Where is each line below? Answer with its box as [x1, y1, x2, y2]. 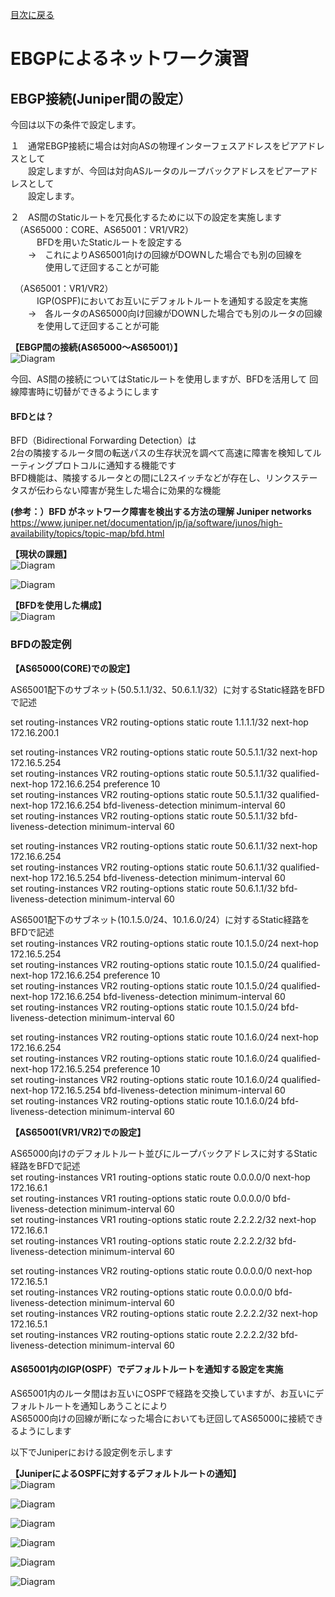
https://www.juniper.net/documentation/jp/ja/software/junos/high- [10, 517, 283, 529]
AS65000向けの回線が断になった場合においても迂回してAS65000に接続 [10, 1412, 307, 1424]
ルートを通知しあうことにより [44, 1399, 168, 1412]
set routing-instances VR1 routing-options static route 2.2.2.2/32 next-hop [10, 1213, 317, 1225]
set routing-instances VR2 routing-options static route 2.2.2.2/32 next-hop [10, 1307, 318, 1319]
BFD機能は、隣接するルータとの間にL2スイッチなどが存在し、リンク [10, 472, 292, 484]
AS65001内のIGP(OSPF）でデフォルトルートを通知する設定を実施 [10, 1363, 284, 1375]
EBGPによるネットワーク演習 [10, 48, 250, 70]
